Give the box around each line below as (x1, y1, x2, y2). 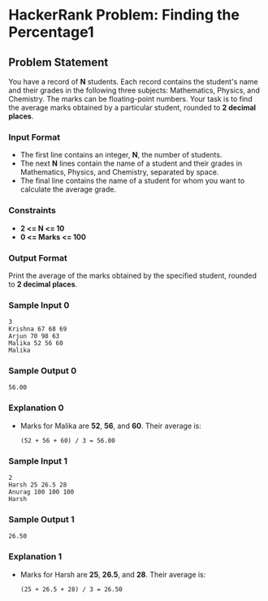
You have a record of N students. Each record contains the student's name (8, 77, 258, 86)
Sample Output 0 (8, 365, 77, 377)
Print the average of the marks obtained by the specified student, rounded (8, 270, 257, 280)
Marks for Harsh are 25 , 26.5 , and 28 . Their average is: (19, 569, 206, 579)
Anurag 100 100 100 (8, 488, 75, 496)
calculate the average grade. (19, 184, 116, 194)
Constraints (8, 205, 57, 216)
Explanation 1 (8, 551, 63, 562)
